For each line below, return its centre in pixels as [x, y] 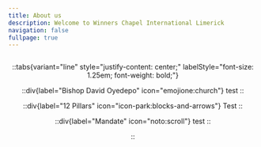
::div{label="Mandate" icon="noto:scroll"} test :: [133, 121]
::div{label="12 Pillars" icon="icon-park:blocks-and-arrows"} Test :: [133, 106]
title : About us [35, 15]
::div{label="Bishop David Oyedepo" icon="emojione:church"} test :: [133, 91]
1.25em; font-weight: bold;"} [133, 75]
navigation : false [38, 30]
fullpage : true [33, 38]
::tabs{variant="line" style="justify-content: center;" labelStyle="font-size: [133, 67]
